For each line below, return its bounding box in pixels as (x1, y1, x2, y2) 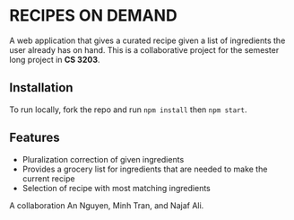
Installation (9, 80, 73, 95)
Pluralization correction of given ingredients (22, 154, 185, 164)
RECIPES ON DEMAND (9, 5, 177, 26)
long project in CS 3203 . (9, 54, 100, 65)
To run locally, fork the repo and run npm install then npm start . (9, 104, 248, 115)
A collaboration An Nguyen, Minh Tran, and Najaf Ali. (9, 199, 204, 211)
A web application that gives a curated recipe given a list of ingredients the (9, 35, 286, 46)
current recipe (22, 172, 75, 184)
